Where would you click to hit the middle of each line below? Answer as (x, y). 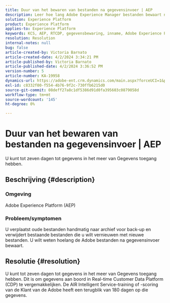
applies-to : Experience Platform (40, 29)
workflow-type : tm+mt (28, 95)
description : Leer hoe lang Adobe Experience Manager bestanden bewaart (83, 15)
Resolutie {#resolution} (43, 261)
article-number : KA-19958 (32, 76)
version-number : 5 (25, 71)
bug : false (17, 48)
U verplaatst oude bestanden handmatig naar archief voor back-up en (78, 230)
